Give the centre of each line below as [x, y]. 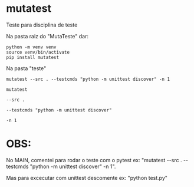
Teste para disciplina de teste [42, 25]
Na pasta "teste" [26, 68]
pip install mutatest [33, 57]
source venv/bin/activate [38, 52]
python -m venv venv [32, 47]
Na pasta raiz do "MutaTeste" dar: [47, 36]
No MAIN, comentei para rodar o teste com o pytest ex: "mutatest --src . [94, 160]
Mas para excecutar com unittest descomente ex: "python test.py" [87, 178]
